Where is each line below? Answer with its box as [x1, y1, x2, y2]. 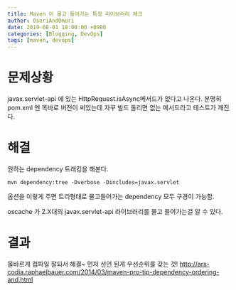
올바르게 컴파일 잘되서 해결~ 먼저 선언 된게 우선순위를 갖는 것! [7, 259, 178, 268]
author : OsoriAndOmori [7, 17, 75, 24]
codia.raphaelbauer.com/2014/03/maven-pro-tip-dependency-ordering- [7, 267, 220, 276]
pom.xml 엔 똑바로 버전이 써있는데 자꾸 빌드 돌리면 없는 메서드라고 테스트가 [7, 104, 217, 112]
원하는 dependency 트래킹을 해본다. [7, 165, 109, 173]
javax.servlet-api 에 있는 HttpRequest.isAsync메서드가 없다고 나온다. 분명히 [7, 95, 222, 103]
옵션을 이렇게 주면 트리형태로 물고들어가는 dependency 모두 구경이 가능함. [7, 193, 215, 200]
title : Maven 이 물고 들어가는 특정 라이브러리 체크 [7, 10, 143, 18]
